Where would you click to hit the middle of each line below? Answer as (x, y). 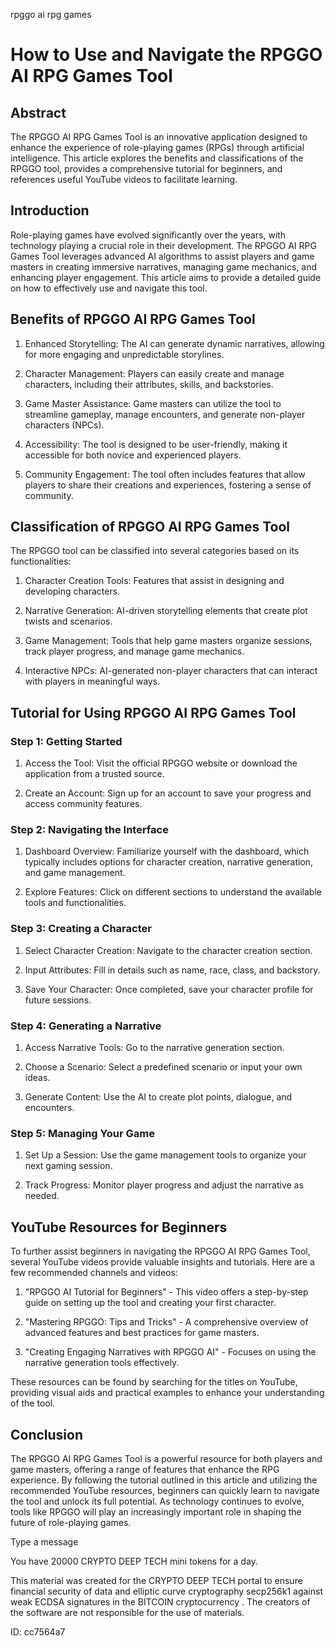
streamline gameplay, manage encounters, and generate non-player (165, 414)
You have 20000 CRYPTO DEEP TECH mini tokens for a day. (134, 1561)
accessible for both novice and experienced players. (133, 455)
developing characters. (72, 591)
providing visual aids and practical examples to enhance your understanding (167, 1393)
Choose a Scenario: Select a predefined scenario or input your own (163, 1067)
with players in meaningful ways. (92, 681)
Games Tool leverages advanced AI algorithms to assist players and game (162, 256)
